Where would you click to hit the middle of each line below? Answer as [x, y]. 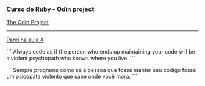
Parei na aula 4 [25, 40]
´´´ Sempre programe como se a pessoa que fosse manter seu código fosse [101, 70]
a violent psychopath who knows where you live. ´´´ [71, 58]
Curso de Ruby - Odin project [50, 9]
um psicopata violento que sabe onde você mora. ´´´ [72, 77]
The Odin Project [27, 23]
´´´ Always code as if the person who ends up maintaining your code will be [101, 52]
